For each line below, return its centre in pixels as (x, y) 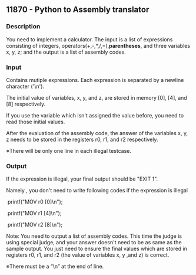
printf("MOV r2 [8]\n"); (35, 225)
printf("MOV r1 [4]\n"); (34, 213)
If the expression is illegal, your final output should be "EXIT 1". (82, 179)
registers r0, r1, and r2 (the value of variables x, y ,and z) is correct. (88, 255)
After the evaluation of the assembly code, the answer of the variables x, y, (97, 133)
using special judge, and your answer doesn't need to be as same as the (94, 243)
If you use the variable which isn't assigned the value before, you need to (95, 115)
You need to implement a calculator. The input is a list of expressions (89, 39)
